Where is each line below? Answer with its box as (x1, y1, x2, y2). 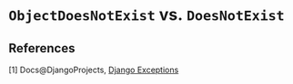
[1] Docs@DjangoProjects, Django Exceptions (8, 64, 179, 75)
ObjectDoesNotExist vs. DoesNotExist (8, 5, 285, 25)
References (8, 41, 76, 56)
